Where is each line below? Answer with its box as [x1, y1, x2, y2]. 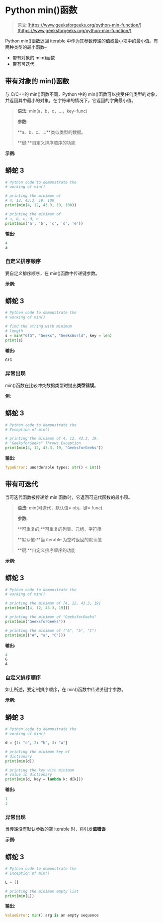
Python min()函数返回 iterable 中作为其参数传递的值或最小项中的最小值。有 [5, 38, 158, 44]
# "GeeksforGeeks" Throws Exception [5, 441, 81, 446]
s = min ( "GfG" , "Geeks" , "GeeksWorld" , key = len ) [5, 333, 112, 338]
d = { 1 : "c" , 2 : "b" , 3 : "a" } [5, 741, 68, 746]
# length [5, 328, 23, 334]
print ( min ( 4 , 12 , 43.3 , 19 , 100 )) [5, 203, 77, 208]
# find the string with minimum [5, 324, 72, 329]
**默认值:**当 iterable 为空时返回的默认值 [17, 536, 102, 542]
